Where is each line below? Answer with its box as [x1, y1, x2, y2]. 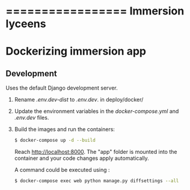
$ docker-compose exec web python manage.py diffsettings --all [14, 178, 179, 184]
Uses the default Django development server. [5, 84, 118, 91]
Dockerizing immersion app [5, 44, 147, 58]
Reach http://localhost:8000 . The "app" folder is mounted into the [14, 149, 177, 156]
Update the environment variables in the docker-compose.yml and [14, 108, 179, 115]
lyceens [5, 17, 46, 31]
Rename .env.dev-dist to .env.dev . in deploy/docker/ [14, 96, 144, 103]
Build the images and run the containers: [14, 126, 115, 133]
